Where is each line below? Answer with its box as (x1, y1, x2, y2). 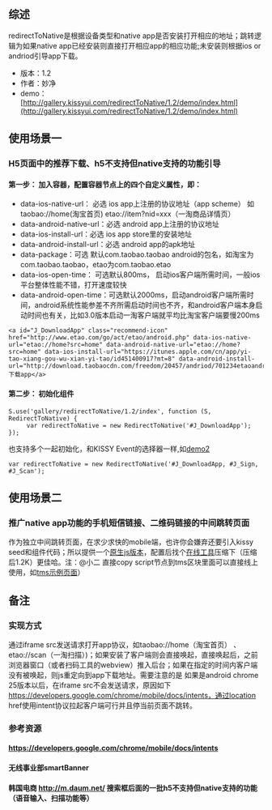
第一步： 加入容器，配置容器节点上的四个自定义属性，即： (8, 179, 202, 189)
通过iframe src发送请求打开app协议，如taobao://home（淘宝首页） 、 (8, 639, 241, 650)
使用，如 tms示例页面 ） (8, 568, 85, 578)
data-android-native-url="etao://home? (106, 341, 241, 349)
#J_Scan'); (8, 467, 45, 475)
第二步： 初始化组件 (8, 388, 74, 399)
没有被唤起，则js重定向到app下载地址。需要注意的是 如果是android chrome (8, 670, 259, 680)
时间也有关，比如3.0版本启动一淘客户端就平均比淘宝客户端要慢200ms (27, 310, 261, 320)
